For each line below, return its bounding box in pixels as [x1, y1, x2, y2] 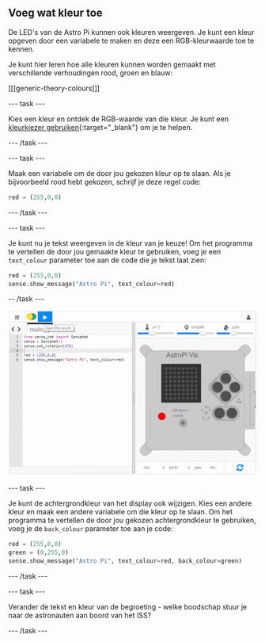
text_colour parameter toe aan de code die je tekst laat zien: [8, 255, 207, 265]
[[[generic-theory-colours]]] [8, 83, 100, 93]
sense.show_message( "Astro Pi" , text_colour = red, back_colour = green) [8, 556, 243, 565]
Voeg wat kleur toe [8, 6, 103, 20]
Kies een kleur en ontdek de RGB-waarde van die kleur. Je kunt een [8, 114, 229, 124]
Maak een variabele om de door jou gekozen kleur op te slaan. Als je [8, 168, 231, 178]
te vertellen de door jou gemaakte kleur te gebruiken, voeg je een [8, 246, 221, 256]
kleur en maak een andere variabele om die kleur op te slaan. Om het [8, 506, 233, 516]
